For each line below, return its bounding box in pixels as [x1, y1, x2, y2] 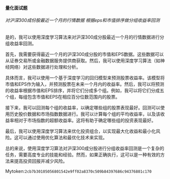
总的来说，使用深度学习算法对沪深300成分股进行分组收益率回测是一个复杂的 [5, 145, 164, 151]
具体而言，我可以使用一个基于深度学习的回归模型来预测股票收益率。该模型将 [5, 74, 165, 81]
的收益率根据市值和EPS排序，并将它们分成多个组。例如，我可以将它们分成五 [5, 87, 164, 94]
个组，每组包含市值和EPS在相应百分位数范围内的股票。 [5, 94, 120, 100]
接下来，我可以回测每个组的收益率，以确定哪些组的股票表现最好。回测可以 [5, 104, 160, 110]
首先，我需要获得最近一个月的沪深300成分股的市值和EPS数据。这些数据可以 [5, 51, 164, 57]
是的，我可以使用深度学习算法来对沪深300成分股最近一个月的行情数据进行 [5, 34, 160, 40]
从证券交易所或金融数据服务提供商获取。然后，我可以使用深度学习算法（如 [5, 57, 160, 64]
